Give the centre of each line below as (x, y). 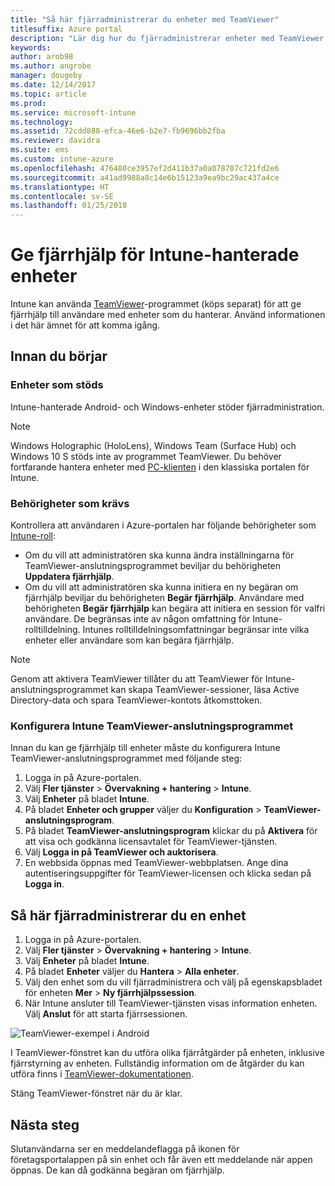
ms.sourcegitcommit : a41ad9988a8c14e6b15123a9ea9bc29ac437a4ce (145, 177)
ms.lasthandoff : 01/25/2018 (69, 206)
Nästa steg (45, 1124)
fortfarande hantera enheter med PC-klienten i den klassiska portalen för (160, 467)
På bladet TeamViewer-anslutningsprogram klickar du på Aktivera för (171, 831)
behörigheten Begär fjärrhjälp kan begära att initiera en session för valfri (175, 608)
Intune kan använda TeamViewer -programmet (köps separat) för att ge (156, 304)
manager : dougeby (46, 76)
